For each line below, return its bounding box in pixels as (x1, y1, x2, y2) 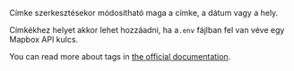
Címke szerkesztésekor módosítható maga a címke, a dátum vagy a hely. (9, 8, 279, 18)
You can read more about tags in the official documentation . (9, 51, 231, 61)
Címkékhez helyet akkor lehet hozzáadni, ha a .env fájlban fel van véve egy (9, 25, 285, 35)
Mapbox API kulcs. (9, 35, 79, 44)
